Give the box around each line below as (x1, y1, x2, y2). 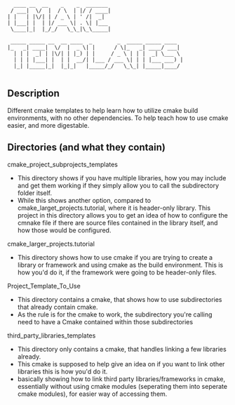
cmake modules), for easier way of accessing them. (17, 390, 168, 398)
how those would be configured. (17, 226, 112, 234)
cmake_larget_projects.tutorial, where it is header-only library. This (17, 204, 211, 212)
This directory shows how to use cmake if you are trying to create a (17, 253, 213, 261)
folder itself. (17, 188, 53, 197)
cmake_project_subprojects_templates (7, 160, 118, 168)
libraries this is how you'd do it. (17, 367, 108, 376)
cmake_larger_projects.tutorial (7, 239, 95, 248)
